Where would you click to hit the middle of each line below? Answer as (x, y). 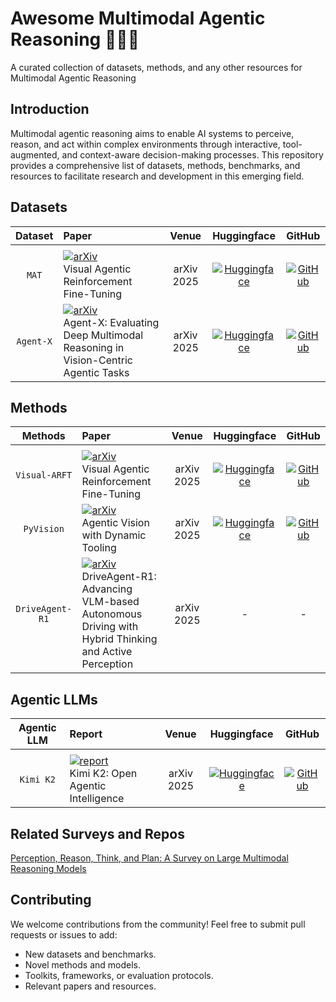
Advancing (107, 589)
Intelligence (97, 799)
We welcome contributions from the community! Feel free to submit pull (158, 924)
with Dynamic (114, 535)
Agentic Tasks (96, 372)
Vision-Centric (98, 360)
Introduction (50, 109)
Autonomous (112, 614)
